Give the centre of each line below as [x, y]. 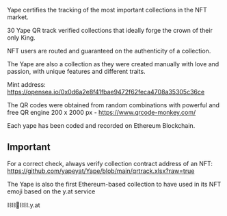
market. [18, 17]
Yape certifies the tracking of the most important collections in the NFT [107, 10]
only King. [21, 38]
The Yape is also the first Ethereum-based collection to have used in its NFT [114, 184]
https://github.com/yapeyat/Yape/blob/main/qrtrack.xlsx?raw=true [101, 171]
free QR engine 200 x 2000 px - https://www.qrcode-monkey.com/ [102, 112]
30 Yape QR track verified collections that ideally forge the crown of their [110, 30]
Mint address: [26, 84]
